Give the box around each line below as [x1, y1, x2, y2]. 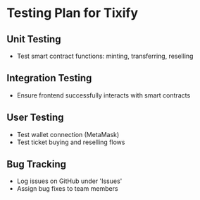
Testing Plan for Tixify [6, 5, 139, 21]
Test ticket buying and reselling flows [16, 138, 125, 146]
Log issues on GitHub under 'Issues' [16, 177, 123, 185]
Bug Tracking [6, 158, 67, 170]
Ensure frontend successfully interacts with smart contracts [16, 90, 191, 100]
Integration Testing [6, 72, 92, 84]
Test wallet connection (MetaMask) [16, 130, 120, 139]
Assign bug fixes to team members [16, 184, 118, 193]
